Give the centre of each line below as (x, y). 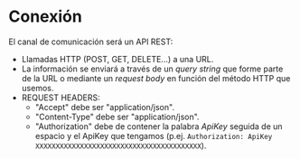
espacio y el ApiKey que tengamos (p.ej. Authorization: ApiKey (154, 136)
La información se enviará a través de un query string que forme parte (152, 69)
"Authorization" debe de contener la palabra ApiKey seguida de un (159, 126)
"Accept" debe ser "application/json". (105, 107)
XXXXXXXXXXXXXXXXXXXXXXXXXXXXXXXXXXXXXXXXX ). (121, 145)
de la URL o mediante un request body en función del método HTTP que (156, 78)
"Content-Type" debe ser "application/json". (117, 117)
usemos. (37, 88)
